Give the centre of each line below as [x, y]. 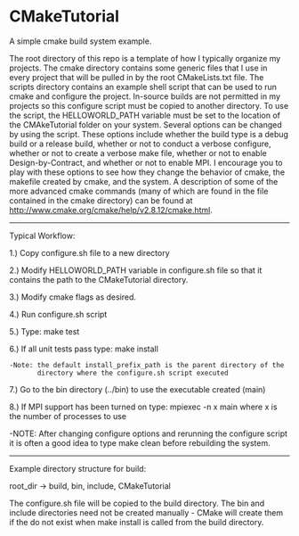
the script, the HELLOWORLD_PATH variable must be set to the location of [145, 115]
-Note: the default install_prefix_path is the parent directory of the [147, 365]
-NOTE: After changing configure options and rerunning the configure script [148, 433]
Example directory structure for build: [78, 468]
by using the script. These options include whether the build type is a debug [149, 134]
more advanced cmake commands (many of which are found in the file [139, 191]
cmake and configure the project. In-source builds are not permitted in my [145, 96]
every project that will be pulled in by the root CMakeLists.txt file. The [137, 77]
